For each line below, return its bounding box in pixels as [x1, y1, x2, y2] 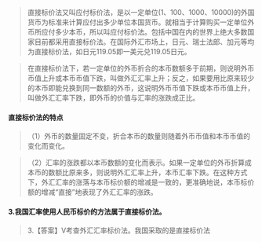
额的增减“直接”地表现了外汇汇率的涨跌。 [27, 188, 158, 197]
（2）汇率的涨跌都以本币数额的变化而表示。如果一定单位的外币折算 [27, 158, 246, 167]
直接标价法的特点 [8, 112, 64, 122]
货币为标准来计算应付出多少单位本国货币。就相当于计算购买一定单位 [27, 17, 248, 27]
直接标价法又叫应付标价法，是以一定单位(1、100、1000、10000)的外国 [27, 8, 255, 16]
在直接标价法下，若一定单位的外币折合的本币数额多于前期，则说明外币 [27, 64, 255, 73]
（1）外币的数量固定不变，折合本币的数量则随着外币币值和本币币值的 [27, 131, 251, 141]
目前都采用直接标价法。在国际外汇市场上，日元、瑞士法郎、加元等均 [34, 37, 255, 46]
